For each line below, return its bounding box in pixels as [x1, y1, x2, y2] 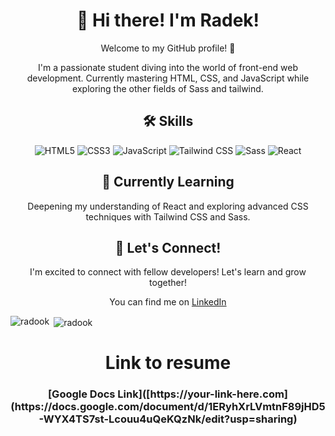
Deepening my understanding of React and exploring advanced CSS [27, 200, 309, 212]
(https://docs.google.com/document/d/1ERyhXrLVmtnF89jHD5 [10, 400, 326, 414]
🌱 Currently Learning [101, 174, 235, 191]
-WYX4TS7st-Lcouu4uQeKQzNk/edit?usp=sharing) [38, 412, 298, 426]
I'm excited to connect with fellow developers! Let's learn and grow [29, 266, 307, 278]
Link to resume [104, 352, 232, 374]
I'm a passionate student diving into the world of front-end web [38, 61, 298, 73]
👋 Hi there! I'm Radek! [76, 9, 260, 32]
